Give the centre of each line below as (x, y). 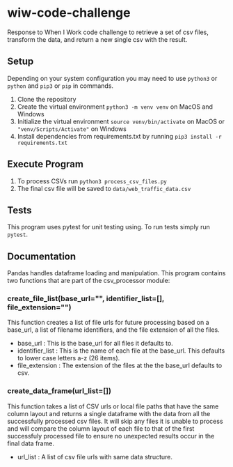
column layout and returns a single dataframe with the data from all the (109, 413)
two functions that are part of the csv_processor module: (89, 281)
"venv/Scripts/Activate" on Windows (72, 129)
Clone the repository (47, 99)
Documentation (42, 256)
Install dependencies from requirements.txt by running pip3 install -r (119, 136)
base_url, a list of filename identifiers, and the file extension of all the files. (114, 330)
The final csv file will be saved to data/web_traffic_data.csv (104, 188)
